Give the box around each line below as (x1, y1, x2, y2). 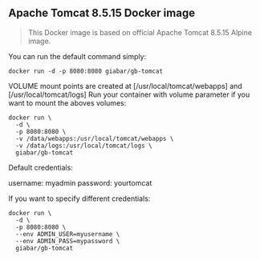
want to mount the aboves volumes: (8, 98, 127, 107)
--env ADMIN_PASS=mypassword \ (15, 237, 120, 245)
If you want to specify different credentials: (8, 194, 151, 203)
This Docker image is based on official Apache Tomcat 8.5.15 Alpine (27, 27, 253, 37)
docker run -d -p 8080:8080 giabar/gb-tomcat (8, 67, 163, 75)
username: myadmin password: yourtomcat (8, 178, 152, 187)
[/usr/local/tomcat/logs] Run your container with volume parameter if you (8, 90, 250, 99)
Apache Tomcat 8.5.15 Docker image (8, 6, 195, 20)
